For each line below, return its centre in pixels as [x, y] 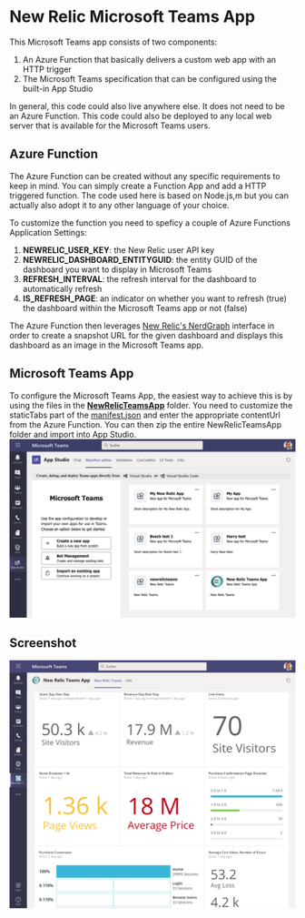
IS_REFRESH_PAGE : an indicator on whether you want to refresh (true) [155, 298]
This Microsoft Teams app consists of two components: [113, 42]
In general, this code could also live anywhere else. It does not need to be [147, 106]
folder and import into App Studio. [73, 434]
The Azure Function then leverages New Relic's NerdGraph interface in [142, 326]
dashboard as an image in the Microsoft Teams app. [107, 345]
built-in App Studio [58, 88]
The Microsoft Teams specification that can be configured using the [149, 78]
